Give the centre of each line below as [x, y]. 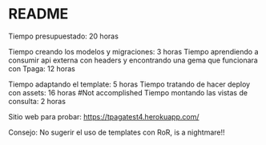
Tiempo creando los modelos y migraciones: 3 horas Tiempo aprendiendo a [133, 51]
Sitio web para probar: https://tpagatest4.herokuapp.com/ [104, 116]
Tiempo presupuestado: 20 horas [63, 36]
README [38, 14]
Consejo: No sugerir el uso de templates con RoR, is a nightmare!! [117, 132]
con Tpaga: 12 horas [42, 68]
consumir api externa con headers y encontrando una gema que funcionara [133, 60]
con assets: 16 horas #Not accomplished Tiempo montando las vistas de [128, 92]
